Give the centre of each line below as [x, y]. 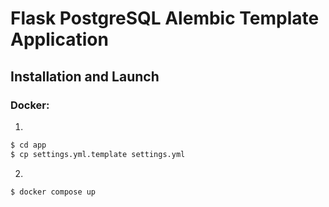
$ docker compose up [53, 192]
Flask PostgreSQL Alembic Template [165, 18]
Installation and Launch [85, 76]
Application [59, 39]
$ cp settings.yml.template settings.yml [98, 154]
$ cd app [28, 145]
